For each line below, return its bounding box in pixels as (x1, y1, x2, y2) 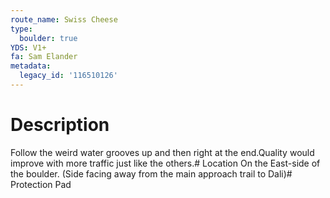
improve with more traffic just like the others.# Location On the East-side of (10, 157, 321, 169)
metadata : (10, 61, 52, 71)
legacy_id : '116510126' (19, 71, 118, 81)
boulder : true (19, 33, 78, 43)
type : (10, 24, 33, 34)
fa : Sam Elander (10, 52, 78, 62)
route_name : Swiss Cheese (10, 14, 118, 25)
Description (10, 114, 110, 136)
